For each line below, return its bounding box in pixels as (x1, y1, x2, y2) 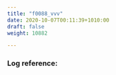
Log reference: (7, 58, 58, 68)
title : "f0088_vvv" (7, 10, 64, 17)
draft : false (7, 23, 45, 30)
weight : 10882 (7, 29, 48, 37)
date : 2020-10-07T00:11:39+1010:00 (7, 17, 110, 24)
